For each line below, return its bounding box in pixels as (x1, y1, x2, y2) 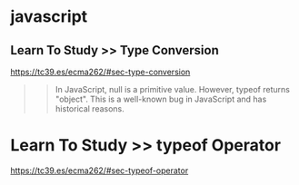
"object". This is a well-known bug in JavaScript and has (55, 93, 267, 104)
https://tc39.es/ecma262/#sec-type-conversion (10, 66, 191, 77)
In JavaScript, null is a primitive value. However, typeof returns (55, 84, 290, 94)
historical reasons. (55, 103, 125, 114)
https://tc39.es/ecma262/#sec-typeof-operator (10, 165, 189, 176)
